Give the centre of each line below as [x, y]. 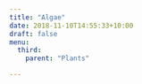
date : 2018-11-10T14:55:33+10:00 [71, 26]
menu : [19, 42]
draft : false [33, 34]
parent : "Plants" [58, 58]
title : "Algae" [38, 17]
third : [29, 50]
